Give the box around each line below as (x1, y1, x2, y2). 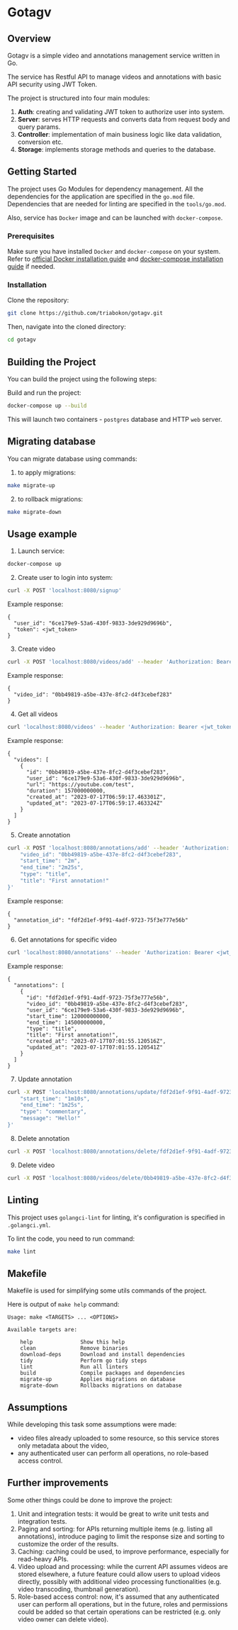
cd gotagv (7, 336, 37, 344)
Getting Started (7, 166, 77, 178)
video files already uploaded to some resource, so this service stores (17, 1434, 220, 1443)
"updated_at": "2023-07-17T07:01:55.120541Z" (25, 1044, 163, 1051)
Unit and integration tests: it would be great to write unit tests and (17, 1509, 209, 1518)
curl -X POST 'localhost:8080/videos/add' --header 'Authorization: (7, 658, 214, 665)
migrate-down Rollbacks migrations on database (20, 1382, 182, 1390)
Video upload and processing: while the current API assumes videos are (17, 1562, 228, 1570)
